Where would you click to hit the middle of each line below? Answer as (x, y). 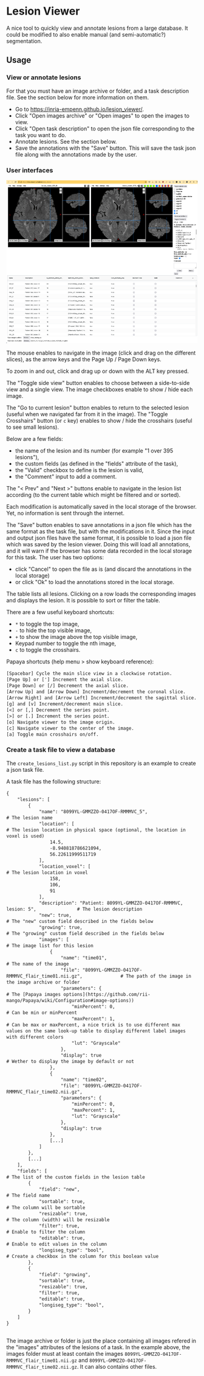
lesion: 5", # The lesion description (74, 909)
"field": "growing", (65, 1274)
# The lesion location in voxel (47, 872)
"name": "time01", (84, 958)
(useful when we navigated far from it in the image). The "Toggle (87, 414)
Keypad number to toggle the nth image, (66, 643)
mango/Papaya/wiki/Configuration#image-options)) (70, 1000)
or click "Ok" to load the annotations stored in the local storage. (95, 582)
